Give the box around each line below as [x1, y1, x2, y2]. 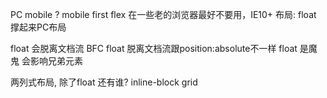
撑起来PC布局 [10, 21, 67, 33]
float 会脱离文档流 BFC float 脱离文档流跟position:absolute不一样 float [10, 43, 298, 54]
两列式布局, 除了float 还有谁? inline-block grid [10, 76, 198, 88]
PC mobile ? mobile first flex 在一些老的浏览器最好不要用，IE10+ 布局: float [10, 9, 317, 20]
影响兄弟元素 [29, 55, 83, 67]
